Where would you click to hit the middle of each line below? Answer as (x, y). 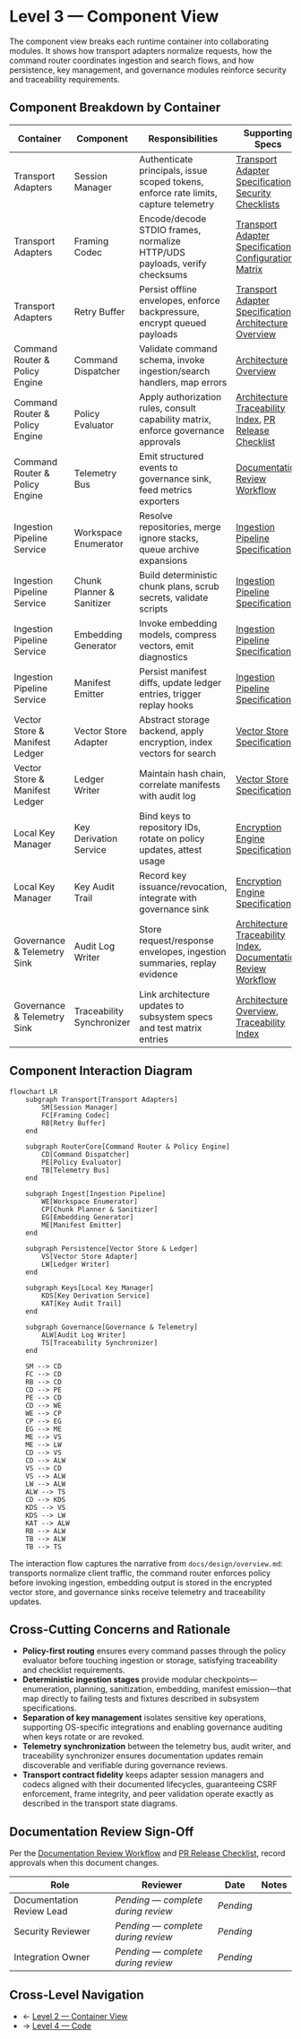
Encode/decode (172, 219)
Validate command (178, 349)
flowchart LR (34, 1091)
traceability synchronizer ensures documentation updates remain (142, 1756)
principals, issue (173, 170)
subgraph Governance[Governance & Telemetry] (112, 1327)
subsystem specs (176, 1017)
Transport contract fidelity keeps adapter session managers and (143, 1775)
